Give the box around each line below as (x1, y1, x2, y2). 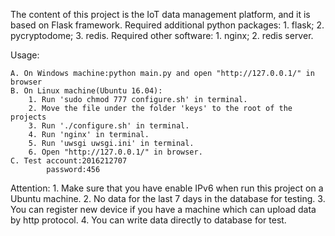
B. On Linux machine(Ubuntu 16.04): (10, 86, 163, 96)
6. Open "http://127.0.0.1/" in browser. (28, 147, 203, 157)
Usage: (10, 49, 40, 61)
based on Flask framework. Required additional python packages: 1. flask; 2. (10, 19, 325, 31)
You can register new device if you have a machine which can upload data (10, 204, 317, 215)
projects (10, 112, 47, 122)
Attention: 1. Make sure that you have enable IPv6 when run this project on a (10, 182, 324, 194)
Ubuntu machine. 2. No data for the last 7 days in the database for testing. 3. (10, 193, 326, 204)
